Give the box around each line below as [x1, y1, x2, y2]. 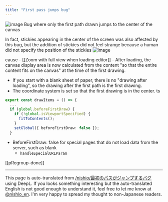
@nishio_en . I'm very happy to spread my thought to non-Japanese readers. [5, 191, 162, 197]
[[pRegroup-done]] [5, 159, 44, 166]
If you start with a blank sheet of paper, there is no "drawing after [12, 77, 147, 83]
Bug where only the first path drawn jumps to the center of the [24, 21, 152, 27]
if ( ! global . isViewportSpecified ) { [14, 112, 91, 117]
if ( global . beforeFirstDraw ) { [9, 107, 75, 112]
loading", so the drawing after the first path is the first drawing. [12, 82, 142, 88]
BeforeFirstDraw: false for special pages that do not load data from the [12, 139, 158, 145]
